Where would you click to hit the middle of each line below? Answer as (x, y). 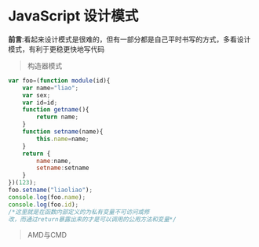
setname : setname (63, 168)
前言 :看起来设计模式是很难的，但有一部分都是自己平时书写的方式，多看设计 (129, 39)
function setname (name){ (63, 132)
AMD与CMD (47, 235)
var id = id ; (40, 103)
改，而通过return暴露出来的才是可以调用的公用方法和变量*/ (92, 219)
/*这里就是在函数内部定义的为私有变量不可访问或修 (79, 212)
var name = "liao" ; (51, 88)
